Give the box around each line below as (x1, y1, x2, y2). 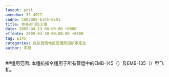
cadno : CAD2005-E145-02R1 (5, 17, 60, 22)
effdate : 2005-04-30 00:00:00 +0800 (5, 31, 83, 36)
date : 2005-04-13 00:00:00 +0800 (5, 27, 77, 32)
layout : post (5, 7, 33, 13)
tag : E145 (5, 36, 27, 41)
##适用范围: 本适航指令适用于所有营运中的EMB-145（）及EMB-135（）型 (5, 60, 160, 66)
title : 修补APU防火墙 (5, 21, 48, 27)
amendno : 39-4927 (5, 12, 43, 17)
